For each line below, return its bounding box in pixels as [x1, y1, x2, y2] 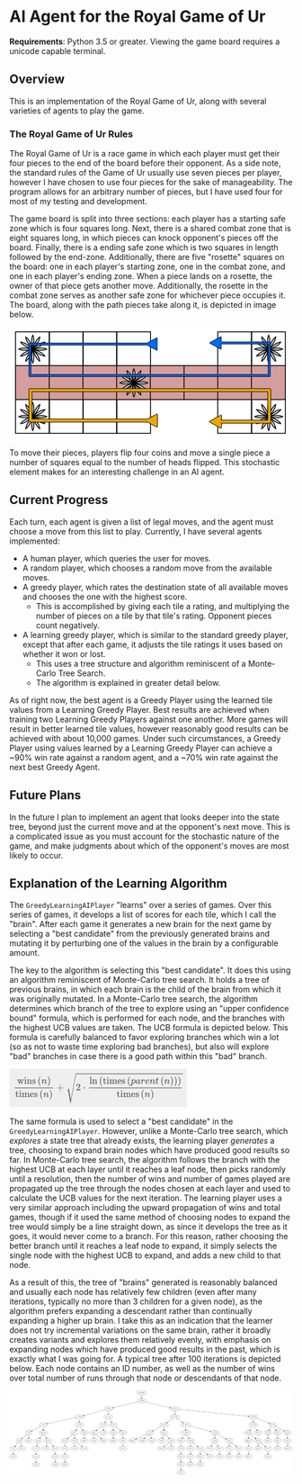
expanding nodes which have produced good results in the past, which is [9, 1344, 280, 1355]
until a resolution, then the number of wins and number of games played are [9, 1174, 290, 1184]
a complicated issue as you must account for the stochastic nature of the [9, 831, 280, 841]
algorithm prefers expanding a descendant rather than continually [9, 1306, 253, 1317]
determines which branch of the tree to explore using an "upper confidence [9, 1003, 289, 1014]
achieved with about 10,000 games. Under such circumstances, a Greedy [9, 733, 281, 743]
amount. [9, 948, 40, 958]
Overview [9, 72, 66, 87]
